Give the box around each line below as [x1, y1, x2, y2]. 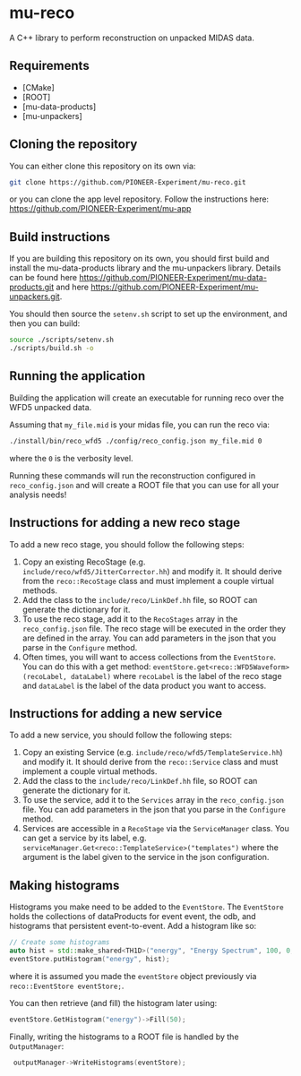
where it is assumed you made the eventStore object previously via [9, 970, 257, 981]
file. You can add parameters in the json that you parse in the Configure [21, 805, 287, 815]
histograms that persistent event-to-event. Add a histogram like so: [9, 921, 257, 932]
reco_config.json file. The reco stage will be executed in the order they [21, 623, 287, 633]
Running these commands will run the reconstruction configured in [9, 469, 256, 481]
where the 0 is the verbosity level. [9, 452, 133, 463]
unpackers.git [9, 291, 60, 302]
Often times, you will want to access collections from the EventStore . [21, 651, 276, 662]
